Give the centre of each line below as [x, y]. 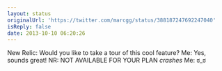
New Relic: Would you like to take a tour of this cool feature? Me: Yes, [107, 53]
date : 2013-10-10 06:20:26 [46, 33]
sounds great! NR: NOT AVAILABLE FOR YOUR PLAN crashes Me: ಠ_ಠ [107, 61]
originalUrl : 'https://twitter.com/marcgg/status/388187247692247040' [112, 20]
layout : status [29, 14]
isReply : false [29, 26]
